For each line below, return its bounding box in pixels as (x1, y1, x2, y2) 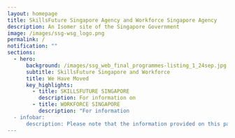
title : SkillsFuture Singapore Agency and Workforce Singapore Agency (7, 17, 218, 24)
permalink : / (7, 36, 45, 43)
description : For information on (38, 95, 136, 102)
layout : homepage (7, 10, 58, 17)
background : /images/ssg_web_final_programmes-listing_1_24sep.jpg (25, 62, 227, 69)
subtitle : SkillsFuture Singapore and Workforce (25, 68, 171, 75)
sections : (7, 49, 36, 56)
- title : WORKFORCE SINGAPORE (32, 101, 120, 108)
